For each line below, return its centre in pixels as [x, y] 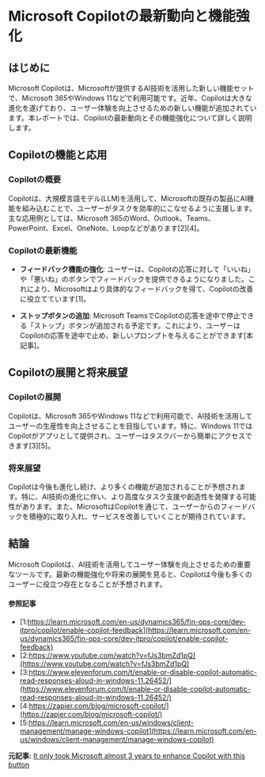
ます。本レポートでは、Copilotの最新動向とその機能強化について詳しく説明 [130, 118]
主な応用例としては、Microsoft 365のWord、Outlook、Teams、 [112, 218]
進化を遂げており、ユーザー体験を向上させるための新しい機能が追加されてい [132, 108]
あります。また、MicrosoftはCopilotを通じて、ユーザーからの [121, 506]
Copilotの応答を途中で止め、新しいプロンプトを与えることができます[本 [136, 335]
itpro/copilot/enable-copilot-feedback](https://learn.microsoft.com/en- [135, 630]
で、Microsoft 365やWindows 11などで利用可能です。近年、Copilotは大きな [131, 98]
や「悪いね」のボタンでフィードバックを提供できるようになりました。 [134, 279]
